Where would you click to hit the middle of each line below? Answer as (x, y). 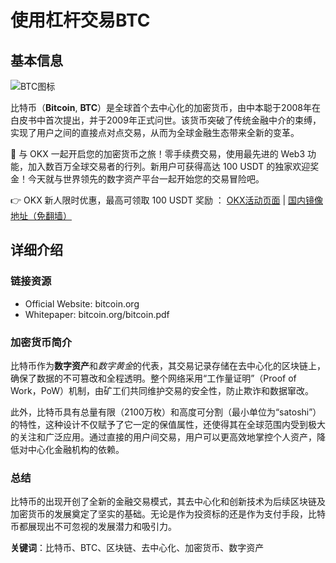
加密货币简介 (41, 342)
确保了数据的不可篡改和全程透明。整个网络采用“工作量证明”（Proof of (153, 378)
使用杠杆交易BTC (80, 20)
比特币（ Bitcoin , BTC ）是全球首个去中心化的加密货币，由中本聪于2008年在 (165, 107)
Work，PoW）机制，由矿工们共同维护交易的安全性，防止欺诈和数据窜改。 (162, 390)
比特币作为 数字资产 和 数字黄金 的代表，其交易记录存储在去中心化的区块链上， (168, 365)
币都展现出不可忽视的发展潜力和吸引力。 (93, 527)
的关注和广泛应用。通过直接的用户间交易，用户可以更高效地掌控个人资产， (163, 437)
